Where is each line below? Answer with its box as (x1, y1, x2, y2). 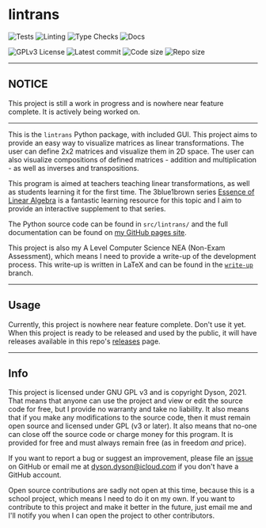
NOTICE (8, 78, 48, 91)
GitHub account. (8, 470, 62, 480)
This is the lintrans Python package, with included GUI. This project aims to (8, 129, 257, 139)
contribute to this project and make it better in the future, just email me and (8, 503, 253, 512)
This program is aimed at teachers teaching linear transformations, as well (8, 178, 250, 188)
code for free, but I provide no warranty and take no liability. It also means (8, 405, 249, 414)
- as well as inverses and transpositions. (8, 163, 140, 173)
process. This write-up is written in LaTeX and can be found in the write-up (8, 260, 253, 269)
